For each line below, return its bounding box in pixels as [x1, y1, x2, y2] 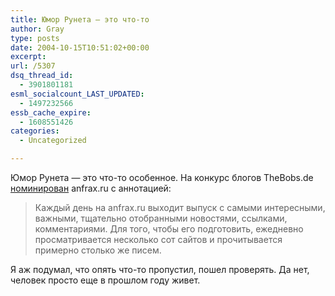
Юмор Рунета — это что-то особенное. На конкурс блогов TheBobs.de [10, 172, 314, 183]
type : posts [10, 33, 60, 43]
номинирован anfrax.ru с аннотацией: [10, 182, 172, 194]
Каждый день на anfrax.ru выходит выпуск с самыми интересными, [34, 202, 326, 213]
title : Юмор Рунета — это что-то [10, 14, 150, 25]
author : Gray [10, 24, 65, 34]
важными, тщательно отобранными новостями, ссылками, [34, 212, 288, 224]
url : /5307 [10, 61, 56, 71]
